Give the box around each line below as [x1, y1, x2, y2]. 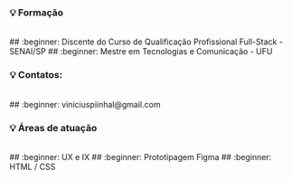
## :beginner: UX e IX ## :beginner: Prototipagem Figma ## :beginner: [9, 151, 272, 162]
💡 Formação [9, 6, 64, 19]
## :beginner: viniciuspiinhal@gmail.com [9, 99, 161, 109]
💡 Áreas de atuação [9, 121, 98, 134]
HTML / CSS [9, 161, 56, 172]
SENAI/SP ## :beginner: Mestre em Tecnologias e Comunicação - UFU [9, 46, 273, 57]
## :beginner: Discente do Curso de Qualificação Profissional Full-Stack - [9, 36, 283, 47]
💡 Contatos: [9, 69, 63, 81]
